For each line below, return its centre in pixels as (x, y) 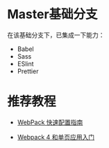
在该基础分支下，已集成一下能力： (56, 35)
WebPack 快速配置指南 (50, 122)
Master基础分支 (53, 14)
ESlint (25, 64)
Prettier (28, 71)
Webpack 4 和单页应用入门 (56, 137)
